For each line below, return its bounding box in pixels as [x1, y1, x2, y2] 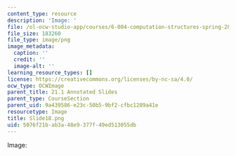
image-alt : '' [13, 63, 55, 70]
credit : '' [13, 56, 46, 63]
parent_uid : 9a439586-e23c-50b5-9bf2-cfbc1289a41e [7, 102, 159, 109]
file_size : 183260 [7, 30, 61, 37]
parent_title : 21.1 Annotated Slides [7, 89, 118, 96]
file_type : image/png [7, 37, 71, 44]
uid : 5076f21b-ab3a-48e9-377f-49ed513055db [7, 121, 137, 129]
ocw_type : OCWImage [7, 82, 65, 89]
